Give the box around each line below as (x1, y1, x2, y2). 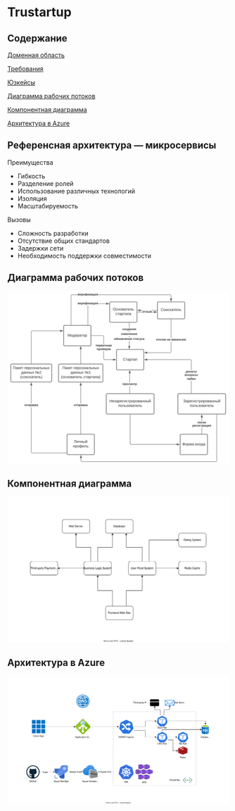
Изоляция (17, 194, 47, 203)
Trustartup (7, 4, 72, 20)
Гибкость (17, 172, 46, 180)
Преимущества (7, 158, 54, 166)
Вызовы (7, 215, 31, 224)
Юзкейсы (7, 78, 36, 87)
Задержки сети (17, 244, 64, 252)
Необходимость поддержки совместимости (17, 251, 151, 260)
